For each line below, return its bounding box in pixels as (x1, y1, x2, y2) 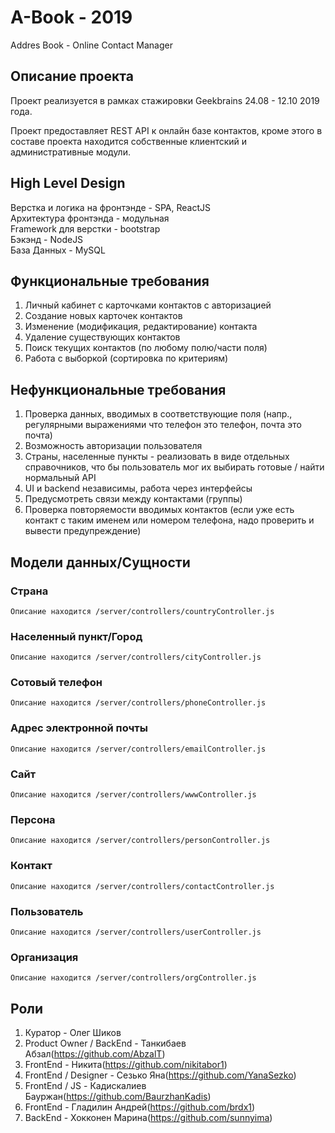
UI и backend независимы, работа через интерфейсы (24, 482, 253, 495)
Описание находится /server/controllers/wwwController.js (10, 790, 257, 800)
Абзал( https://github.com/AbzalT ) (24, 1048, 166, 1060)
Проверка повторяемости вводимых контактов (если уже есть (24, 504, 295, 516)
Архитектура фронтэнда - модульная (10, 212, 170, 224)
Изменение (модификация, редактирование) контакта (24, 321, 258, 333)
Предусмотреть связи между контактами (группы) (24, 493, 243, 505)
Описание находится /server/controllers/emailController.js (10, 744, 267, 754)
